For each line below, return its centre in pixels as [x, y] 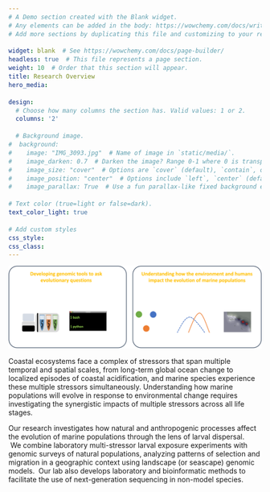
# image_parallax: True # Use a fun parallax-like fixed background [133, 187]
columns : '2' [37, 119]
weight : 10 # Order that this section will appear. [98, 68]
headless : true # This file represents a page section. [106, 60]
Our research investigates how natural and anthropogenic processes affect [133, 428]
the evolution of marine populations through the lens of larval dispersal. [127, 437]
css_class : [27, 246]
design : [21, 102]
